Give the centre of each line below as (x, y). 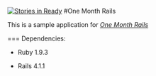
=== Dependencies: (37, 38)
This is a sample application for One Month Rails (78, 25)
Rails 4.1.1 (31, 66)
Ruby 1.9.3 (33, 52)
